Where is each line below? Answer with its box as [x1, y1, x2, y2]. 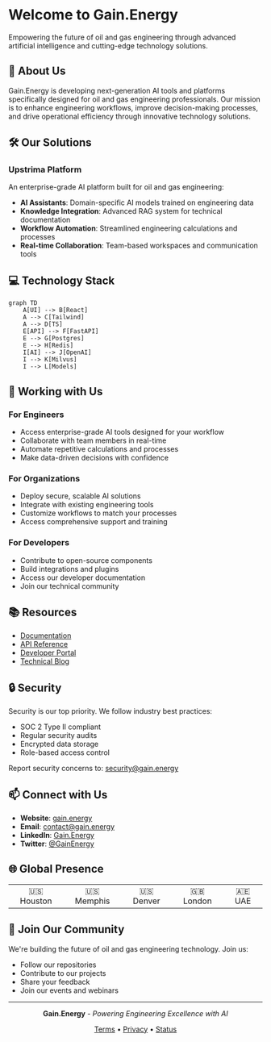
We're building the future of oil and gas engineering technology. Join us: [8, 944, 248, 953]
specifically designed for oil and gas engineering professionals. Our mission [8, 94, 261, 104]
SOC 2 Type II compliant [19, 722, 102, 731]
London [182, 895, 212, 907]
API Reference [19, 640, 69, 649]
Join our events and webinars [19, 986, 119, 995]
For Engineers [8, 409, 65, 420]
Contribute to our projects [19, 968, 106, 977]
